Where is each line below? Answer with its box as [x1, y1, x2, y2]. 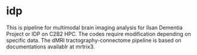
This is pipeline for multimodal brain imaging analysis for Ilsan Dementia [6, 24, 183, 31]
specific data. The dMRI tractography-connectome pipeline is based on [6, 36, 182, 44]
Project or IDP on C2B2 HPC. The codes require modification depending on [6, 30, 191, 37]
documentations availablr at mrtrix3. [6, 43, 96, 50]
